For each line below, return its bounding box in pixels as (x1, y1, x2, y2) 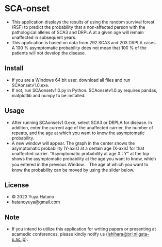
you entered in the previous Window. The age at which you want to (11, 161, 148, 167)
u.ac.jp (11, 236, 25, 242)
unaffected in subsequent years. (11, 35, 77, 40)
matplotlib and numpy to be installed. (11, 92, 86, 98)
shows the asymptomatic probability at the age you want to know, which (11, 156, 156, 161)
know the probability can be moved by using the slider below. (11, 167, 134, 173)
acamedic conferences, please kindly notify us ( (11, 231, 108, 237)
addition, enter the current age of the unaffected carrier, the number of (11, 124, 153, 130)
